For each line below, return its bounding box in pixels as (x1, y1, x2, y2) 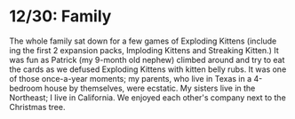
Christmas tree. (9, 101, 66, 112)
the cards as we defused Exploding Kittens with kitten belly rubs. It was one (9, 64, 287, 75)
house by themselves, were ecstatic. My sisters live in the (44, 83, 256, 93)
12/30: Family (9, 6, 112, 27)
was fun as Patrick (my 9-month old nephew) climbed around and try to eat (9, 54, 285, 65)
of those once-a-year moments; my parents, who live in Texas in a (9, 73, 252, 83)
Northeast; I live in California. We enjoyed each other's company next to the (9, 91, 286, 103)
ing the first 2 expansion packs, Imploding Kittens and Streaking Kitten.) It (9, 44, 280, 55)
